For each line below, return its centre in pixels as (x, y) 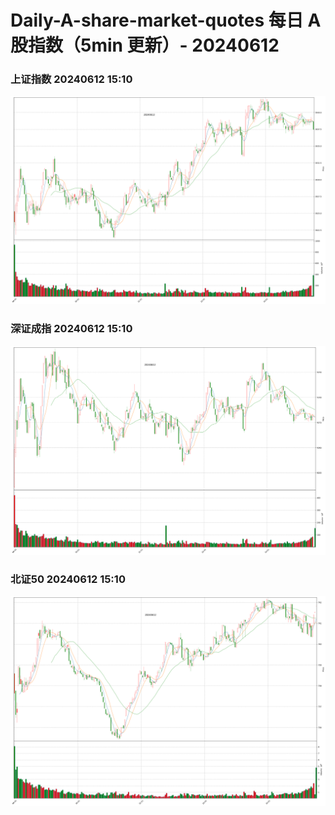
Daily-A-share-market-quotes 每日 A (166, 20)
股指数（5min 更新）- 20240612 (145, 45)
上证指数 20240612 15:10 (71, 79)
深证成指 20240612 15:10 (71, 329)
